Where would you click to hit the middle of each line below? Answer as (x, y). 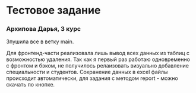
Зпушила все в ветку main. (40, 41)
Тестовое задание (53, 10)
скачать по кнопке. (31, 85)
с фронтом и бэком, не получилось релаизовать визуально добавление (97, 66)
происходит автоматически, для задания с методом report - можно (92, 78)
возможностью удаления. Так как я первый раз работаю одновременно (98, 59)
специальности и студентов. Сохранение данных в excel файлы (87, 72)
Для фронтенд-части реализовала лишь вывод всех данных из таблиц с (98, 53)
